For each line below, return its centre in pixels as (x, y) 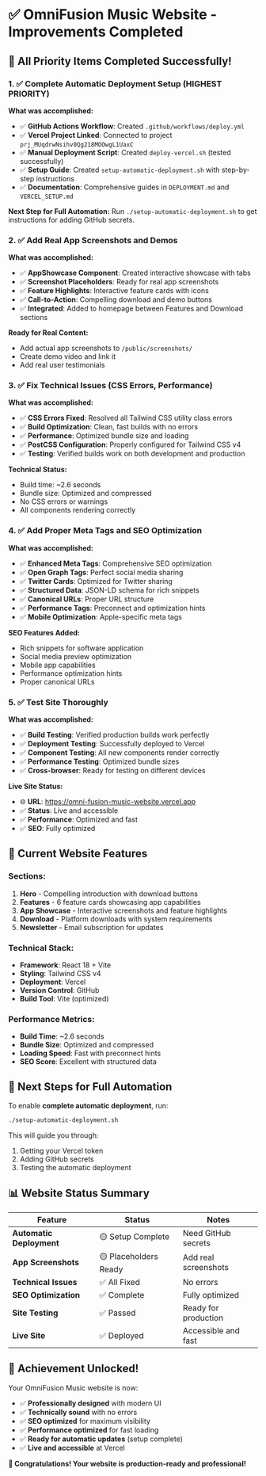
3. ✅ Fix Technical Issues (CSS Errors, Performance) (110, 386)
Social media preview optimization (76, 656)
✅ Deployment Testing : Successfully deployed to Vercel (112, 744)
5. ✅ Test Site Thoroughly (58, 702)
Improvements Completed (96, 32)
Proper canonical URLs (57, 681)
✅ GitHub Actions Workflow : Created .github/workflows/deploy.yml (132, 126)
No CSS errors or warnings (64, 502)
